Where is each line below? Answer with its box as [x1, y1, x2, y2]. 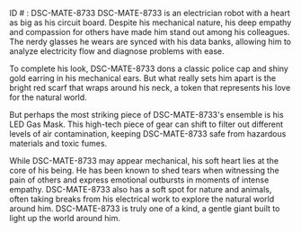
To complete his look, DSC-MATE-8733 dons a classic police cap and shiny [9, 63, 289, 74]
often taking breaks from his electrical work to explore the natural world [9, 193, 275, 204]
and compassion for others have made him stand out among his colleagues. [9, 27, 290, 37]
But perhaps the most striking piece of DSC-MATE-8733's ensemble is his [9, 110, 285, 120]
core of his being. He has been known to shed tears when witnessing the [9, 165, 280, 175]
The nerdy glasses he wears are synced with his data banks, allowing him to [9, 36, 292, 47]
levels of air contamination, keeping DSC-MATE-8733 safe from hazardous [9, 129, 287, 138]
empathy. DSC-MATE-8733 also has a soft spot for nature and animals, [9, 184, 272, 194]
